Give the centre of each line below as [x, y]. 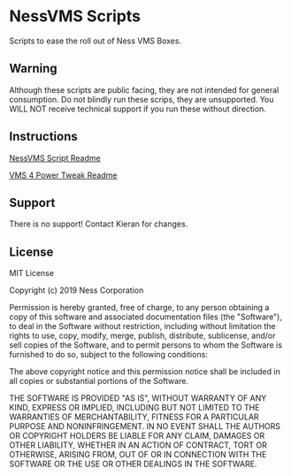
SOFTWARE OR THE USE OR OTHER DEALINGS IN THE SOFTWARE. [133, 464]
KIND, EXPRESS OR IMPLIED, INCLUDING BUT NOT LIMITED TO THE [134, 408]
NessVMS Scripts [75, 16]
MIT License [32, 273]
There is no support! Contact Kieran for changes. [99, 224]
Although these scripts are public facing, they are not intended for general [144, 89]
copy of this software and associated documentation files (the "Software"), [146, 317]
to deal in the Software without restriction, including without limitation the [142, 326]
